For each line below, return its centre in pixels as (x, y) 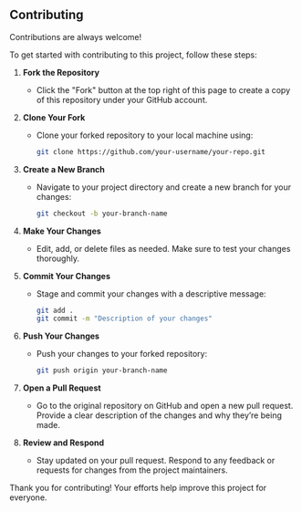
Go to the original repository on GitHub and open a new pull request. (165, 406)
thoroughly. (58, 258)
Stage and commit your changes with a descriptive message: (151, 293)
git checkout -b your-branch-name (102, 214)
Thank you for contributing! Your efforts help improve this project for (138, 488)
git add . (55, 310)
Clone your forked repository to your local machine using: (145, 135)
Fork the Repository (61, 72)
